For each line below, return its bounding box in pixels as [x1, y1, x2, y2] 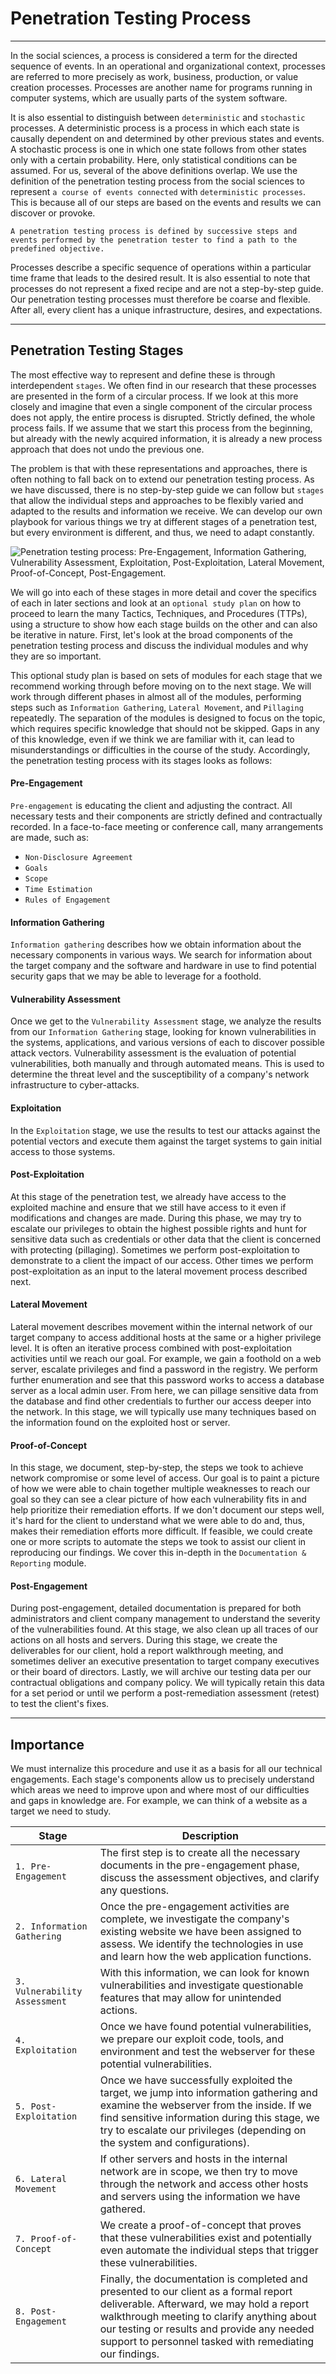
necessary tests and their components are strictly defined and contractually [10, 810, 323, 822]
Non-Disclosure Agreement [24, 852, 133, 862]
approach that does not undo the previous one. [10, 443, 205, 455]
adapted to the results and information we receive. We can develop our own [10, 505, 323, 517]
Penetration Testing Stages [10, 342, 184, 359]
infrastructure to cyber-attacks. [10, 1079, 140, 1091]
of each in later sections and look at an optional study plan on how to [10, 597, 302, 609]
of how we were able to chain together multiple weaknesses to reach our [10, 1483, 311, 1495]
